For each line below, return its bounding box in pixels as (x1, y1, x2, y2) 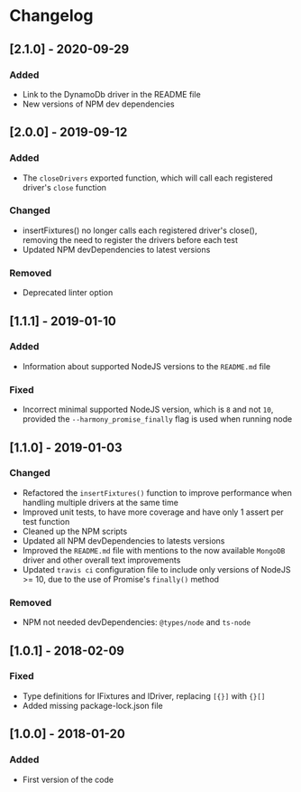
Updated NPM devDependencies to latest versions (22, 244, 211, 255)
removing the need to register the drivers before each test (22, 234, 239, 245)
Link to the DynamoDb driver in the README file (22, 89, 201, 99)
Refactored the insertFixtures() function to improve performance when (22, 487, 293, 498)
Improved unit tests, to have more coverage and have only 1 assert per (22, 507, 284, 517)
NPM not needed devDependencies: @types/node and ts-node (22, 617, 251, 628)
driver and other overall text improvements (22, 554, 181, 565)
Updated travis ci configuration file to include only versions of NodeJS (22, 564, 291, 574)
